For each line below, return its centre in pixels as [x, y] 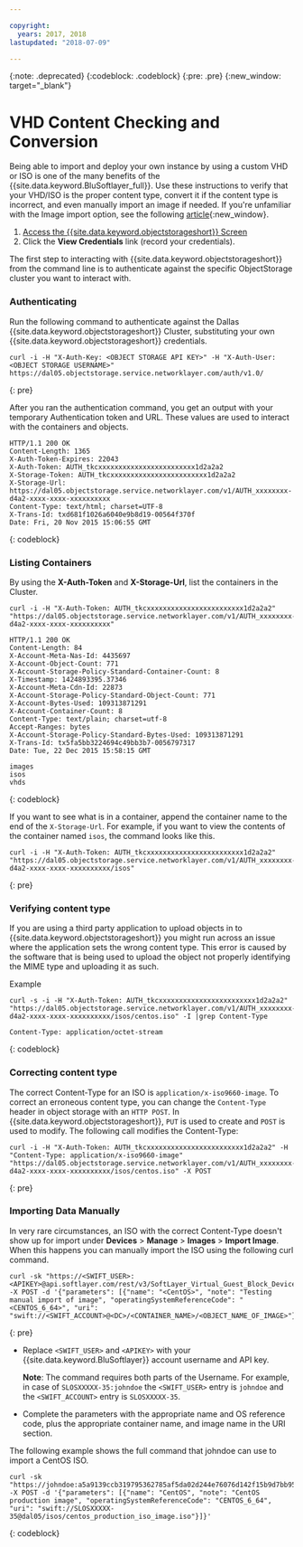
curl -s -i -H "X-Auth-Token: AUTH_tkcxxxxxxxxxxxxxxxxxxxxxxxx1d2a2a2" [149, 1001]
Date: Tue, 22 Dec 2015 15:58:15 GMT [80, 750]
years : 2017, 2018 [52, 34]
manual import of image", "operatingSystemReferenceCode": [123, 1300]
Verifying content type [60, 908]
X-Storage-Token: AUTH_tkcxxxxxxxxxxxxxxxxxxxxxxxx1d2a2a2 [123, 475]
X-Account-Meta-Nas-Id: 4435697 [70, 656]
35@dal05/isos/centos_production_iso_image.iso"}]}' [110, 1516]
